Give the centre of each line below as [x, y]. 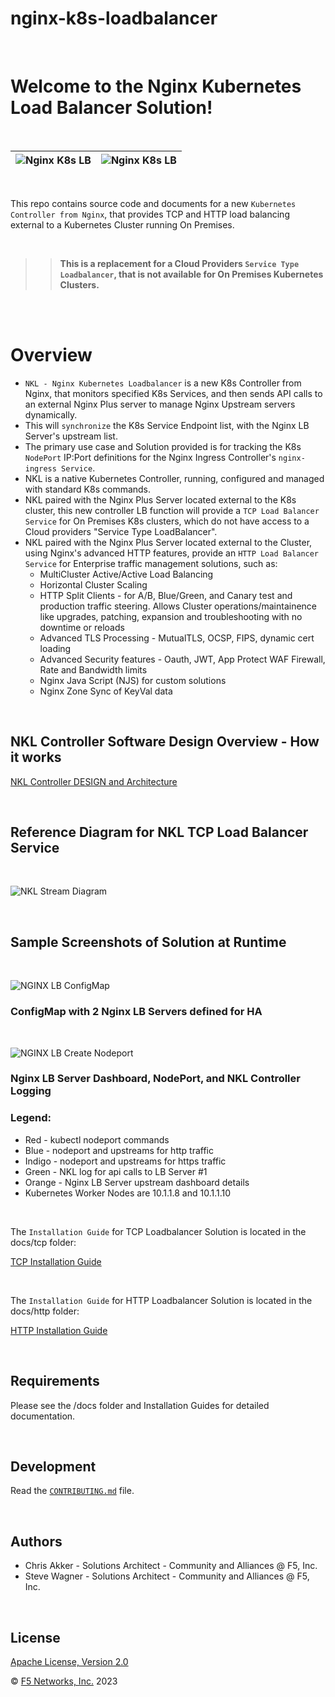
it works [36, 757]
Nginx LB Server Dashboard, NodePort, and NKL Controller [155, 1079]
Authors [36, 1541]
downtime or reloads [82, 627]
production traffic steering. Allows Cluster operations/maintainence [178, 606]
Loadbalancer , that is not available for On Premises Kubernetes [191, 274]
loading [55, 648]
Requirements [55, 1381]
